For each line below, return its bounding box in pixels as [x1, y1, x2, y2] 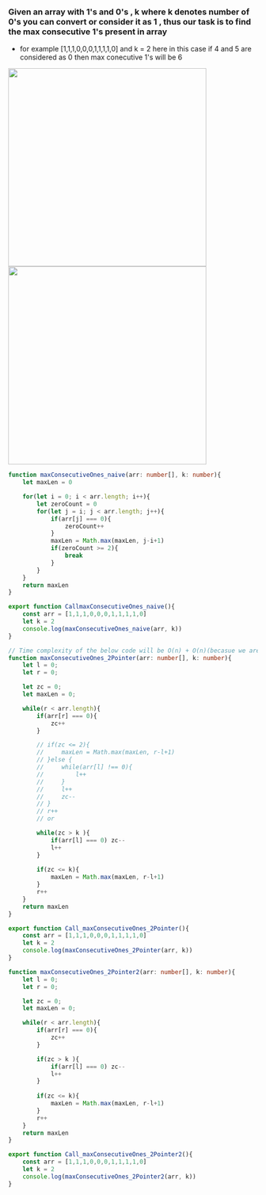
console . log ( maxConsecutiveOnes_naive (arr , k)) [22, 624, 182, 632]
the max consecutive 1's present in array [8, 26, 168, 37]
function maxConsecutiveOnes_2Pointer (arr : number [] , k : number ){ [8, 654, 232, 662]
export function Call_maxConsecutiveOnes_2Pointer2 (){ [8, 1151, 193, 1159]
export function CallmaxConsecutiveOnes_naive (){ [8, 603, 176, 611]
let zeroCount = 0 [36, 500, 97, 508]
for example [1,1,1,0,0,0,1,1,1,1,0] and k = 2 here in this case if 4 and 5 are [19, 44, 252, 54]
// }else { [36, 756, 73, 764]
